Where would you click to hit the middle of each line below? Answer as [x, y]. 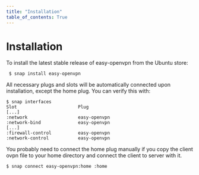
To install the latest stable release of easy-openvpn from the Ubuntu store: [97, 63]
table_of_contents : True [37, 17]
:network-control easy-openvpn [58, 138]
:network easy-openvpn [58, 117]
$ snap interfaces [29, 102]
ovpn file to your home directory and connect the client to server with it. [94, 155]
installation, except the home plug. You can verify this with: [78, 91]
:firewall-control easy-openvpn [58, 133]
